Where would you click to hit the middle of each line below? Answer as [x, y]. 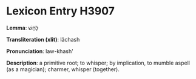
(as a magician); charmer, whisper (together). [63, 69]
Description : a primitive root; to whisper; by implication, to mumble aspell [98, 63]
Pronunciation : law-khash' [40, 51]
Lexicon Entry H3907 [61, 11]
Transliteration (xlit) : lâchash [43, 39]
